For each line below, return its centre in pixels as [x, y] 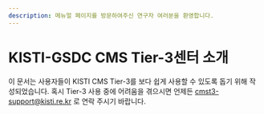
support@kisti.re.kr [40, 101]
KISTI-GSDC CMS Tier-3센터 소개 [118, 57]
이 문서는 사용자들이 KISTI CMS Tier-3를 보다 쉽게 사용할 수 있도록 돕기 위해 [128, 81]
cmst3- [207, 91]
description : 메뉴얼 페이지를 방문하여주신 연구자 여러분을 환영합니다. [111, 16]
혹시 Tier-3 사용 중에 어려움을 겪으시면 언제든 [122, 91]
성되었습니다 [28, 91]
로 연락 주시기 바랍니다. [110, 101]
